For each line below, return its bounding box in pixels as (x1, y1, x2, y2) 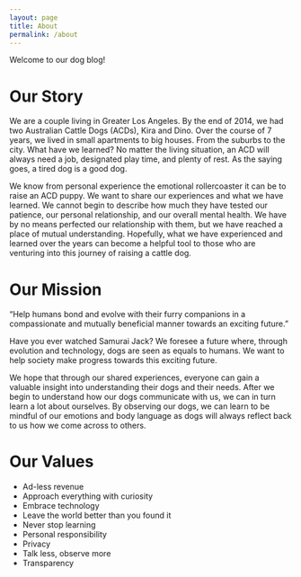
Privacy (22, 538, 51, 549)
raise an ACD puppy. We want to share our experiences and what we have (9, 191, 284, 201)
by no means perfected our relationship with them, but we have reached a (9, 219, 283, 230)
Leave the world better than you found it (22, 510, 172, 521)
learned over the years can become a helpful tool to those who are (9, 238, 256, 249)
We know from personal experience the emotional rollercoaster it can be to (9, 181, 287, 191)
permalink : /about (9, 30, 78, 39)
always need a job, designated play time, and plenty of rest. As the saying (9, 154, 283, 164)
